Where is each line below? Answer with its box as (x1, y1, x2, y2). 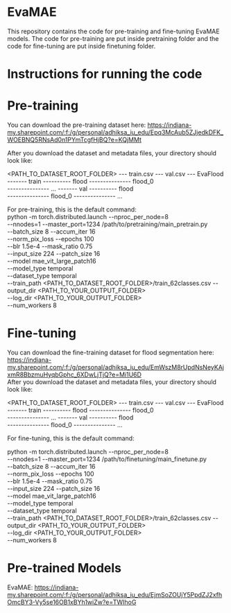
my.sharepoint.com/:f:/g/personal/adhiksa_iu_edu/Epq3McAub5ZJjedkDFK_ (7, 128, 224, 137)
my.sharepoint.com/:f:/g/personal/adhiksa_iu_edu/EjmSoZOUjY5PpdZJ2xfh (7, 590, 223, 598)
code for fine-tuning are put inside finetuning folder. (7, 42, 156, 50)
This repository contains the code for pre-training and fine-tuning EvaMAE (7, 27, 220, 35)
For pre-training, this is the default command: (7, 205, 137, 214)
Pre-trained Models (7, 560, 122, 576)
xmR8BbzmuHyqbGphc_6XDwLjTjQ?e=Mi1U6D (7, 370, 142, 379)
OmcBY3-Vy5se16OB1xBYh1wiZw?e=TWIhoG (7, 598, 137, 606)
